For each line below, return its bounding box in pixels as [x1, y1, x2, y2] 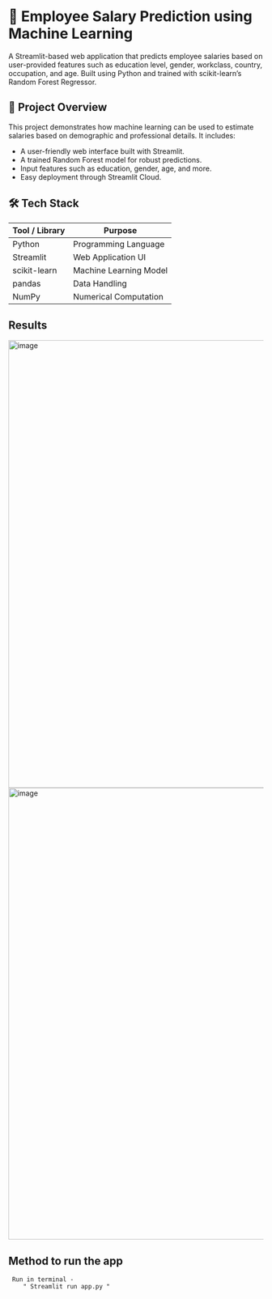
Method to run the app [8, 1254, 123, 1267]
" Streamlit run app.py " [23, 1283, 111, 1291]
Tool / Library [12, 224, 66, 236]
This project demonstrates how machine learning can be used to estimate [8, 121, 254, 132]
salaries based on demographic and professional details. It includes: [8, 130, 236, 140]
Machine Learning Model [72, 265, 168, 276]
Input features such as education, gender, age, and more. [19, 163, 212, 173]
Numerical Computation [72, 291, 164, 302]
